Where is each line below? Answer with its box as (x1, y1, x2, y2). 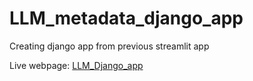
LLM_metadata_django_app (9, 7, 244, 30)
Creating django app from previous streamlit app (9, 40, 210, 52)
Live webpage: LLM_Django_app (9, 59, 144, 71)
